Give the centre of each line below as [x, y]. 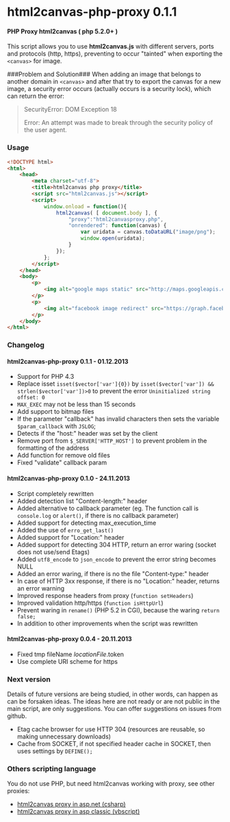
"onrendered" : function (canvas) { [117, 226]
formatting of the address [53, 448]
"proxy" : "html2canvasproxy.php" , [116, 219]
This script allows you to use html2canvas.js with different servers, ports [111, 47]
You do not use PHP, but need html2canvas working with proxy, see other [111, 784]
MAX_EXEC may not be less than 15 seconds [76, 404]
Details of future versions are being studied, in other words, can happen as [113, 694]
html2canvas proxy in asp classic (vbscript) [78, 812]
